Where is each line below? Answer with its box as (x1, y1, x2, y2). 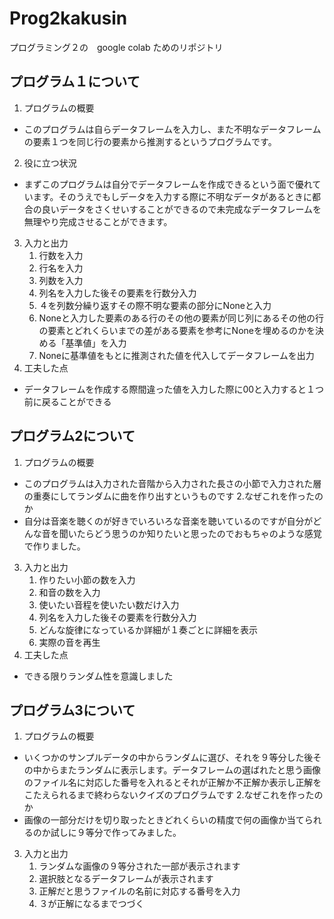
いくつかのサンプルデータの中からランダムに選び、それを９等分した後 (23, 752, 314, 764)
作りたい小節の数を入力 (38, 573, 136, 586)
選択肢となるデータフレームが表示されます (38, 873, 214, 885)
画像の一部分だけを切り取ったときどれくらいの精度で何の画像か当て (23, 814, 305, 826)
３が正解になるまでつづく (38, 898, 145, 910)
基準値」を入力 (65, 337, 127, 349)
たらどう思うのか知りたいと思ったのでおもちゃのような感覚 (76, 527, 322, 539)
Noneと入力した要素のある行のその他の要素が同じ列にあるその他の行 (38, 312, 324, 324)
